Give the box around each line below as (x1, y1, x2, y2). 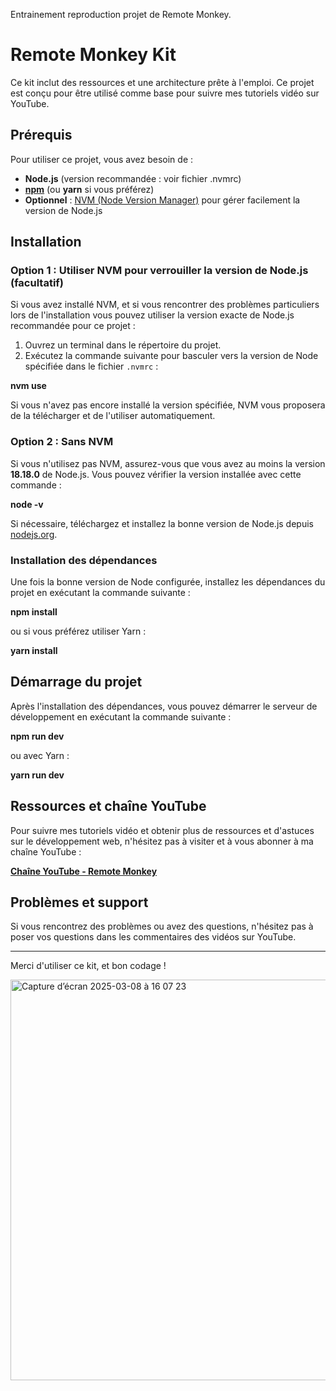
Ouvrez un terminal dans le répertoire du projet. (24, 339, 222, 351)
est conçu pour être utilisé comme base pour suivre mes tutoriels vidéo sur (10, 87, 320, 99)
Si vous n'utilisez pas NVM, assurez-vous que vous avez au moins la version (10, 457, 326, 469)
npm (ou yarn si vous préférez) (24, 183, 155, 195)
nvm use (10, 380, 47, 392)
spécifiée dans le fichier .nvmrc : (24, 360, 159, 373)
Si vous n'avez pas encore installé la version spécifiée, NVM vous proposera (10, 399, 326, 411)
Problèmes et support (10, 894, 149, 911)
